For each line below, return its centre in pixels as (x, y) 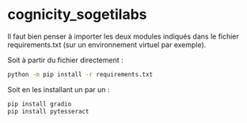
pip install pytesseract (48, 111)
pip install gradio (40, 104)
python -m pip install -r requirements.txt (80, 74)
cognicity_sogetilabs (77, 15)
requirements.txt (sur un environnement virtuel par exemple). (107, 44)
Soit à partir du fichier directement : (65, 60)
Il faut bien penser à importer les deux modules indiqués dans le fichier (123, 36)
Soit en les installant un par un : (59, 89)
